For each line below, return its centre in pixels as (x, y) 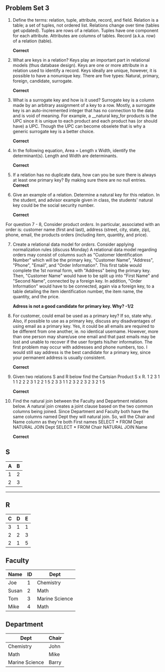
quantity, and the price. (36, 296)
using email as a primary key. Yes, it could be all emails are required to (83, 326)
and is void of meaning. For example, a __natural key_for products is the (85, 116)
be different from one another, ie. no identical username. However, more (85, 331)
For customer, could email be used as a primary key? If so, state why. (82, 316)
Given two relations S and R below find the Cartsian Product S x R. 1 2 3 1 (86, 377)
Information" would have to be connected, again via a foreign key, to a (83, 286)
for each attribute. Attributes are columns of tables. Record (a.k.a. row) (84, 35)
